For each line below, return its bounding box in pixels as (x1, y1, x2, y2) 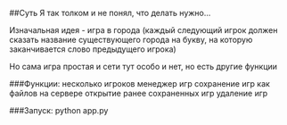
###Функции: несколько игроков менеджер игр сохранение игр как (9, 79, 270, 88)
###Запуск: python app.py (9, 105, 109, 115)
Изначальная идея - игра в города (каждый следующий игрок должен (9, 25, 278, 35)
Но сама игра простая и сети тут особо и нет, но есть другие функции (9, 62, 278, 71)
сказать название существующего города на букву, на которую (9, 35, 253, 45)
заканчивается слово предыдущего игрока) (9, 44, 176, 54)
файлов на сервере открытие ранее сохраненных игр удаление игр (9, 88, 268, 98)
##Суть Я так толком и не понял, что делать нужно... (9, 8, 211, 18)
